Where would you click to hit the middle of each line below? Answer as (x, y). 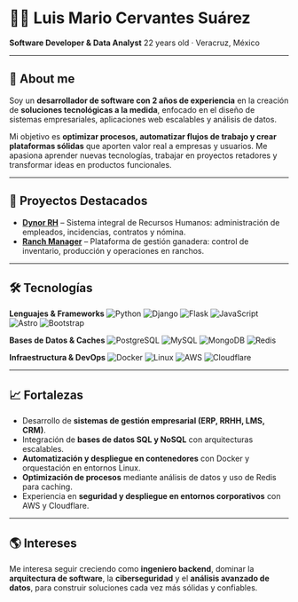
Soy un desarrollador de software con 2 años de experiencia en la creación (149, 100)
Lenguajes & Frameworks (57, 313)
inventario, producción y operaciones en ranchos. (113, 250)
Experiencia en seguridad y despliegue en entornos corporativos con (151, 496)
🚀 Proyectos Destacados (78, 201)
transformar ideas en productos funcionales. (90, 164)
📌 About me (42, 79)
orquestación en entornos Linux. (81, 468)
